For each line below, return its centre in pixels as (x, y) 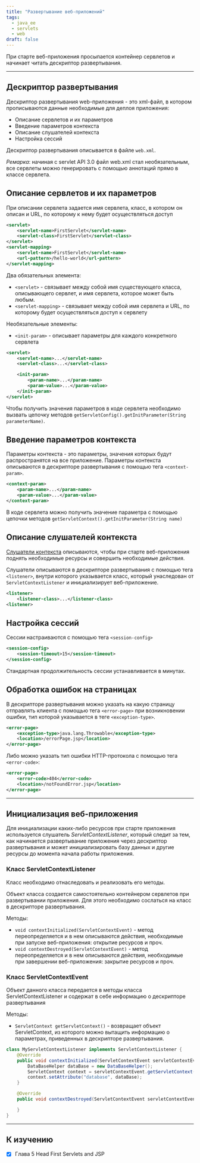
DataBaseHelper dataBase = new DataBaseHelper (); (90, 1066)
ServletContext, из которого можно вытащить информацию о (92, 1032)
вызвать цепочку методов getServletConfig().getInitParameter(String (96, 414)
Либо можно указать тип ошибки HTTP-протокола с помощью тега (92, 756)
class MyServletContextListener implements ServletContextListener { (94, 1049)
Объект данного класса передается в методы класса (74, 990)
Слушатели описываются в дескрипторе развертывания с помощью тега (100, 570)
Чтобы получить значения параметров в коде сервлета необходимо (94, 408)
